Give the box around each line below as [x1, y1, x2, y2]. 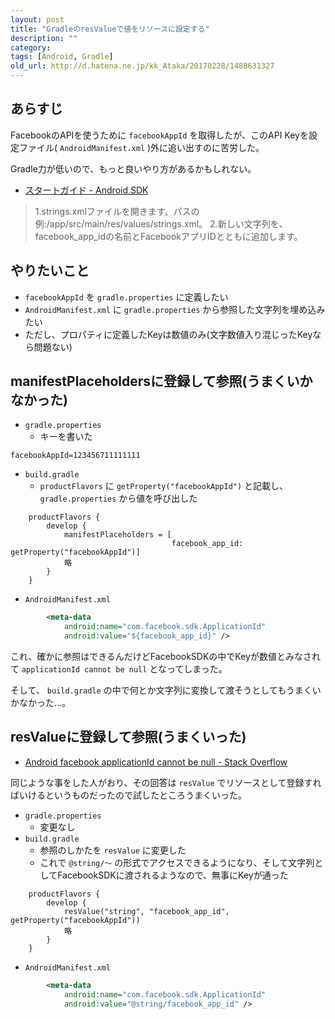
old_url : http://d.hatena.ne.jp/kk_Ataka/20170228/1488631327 [10, 61, 275, 71]
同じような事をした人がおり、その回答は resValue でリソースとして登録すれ [10, 776, 322, 788]
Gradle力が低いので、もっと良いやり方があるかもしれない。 [10, 162, 257, 175]
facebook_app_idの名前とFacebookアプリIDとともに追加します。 [34, 230, 303, 242]
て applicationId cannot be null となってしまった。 [10, 663, 228, 675]
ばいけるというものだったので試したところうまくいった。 [10, 789, 247, 801]
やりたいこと [10, 262, 90, 280]
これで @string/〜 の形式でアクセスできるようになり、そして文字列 [39, 856, 315, 868]
